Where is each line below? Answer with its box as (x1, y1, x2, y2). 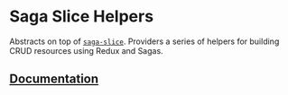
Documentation (9, 72, 99, 87)
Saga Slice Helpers (9, 6, 154, 27)
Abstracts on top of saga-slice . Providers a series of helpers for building (9, 36, 280, 47)
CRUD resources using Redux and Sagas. (9, 45, 164, 56)
